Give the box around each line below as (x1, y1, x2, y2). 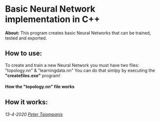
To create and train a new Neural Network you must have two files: (5, 62, 140, 68)
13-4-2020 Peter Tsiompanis (5, 111, 63, 118)
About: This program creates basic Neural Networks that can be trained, (5, 30, 151, 36)
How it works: (5, 98, 48, 106)
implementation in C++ (5, 14, 100, 25)
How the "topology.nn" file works (5, 84, 75, 90)
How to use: (5, 49, 42, 58)
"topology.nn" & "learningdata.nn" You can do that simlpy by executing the (5, 67, 155, 73)
